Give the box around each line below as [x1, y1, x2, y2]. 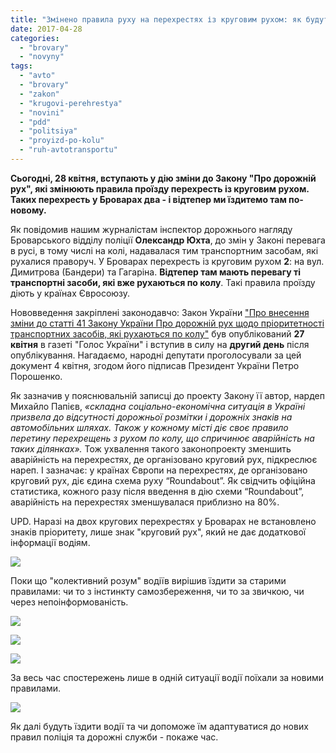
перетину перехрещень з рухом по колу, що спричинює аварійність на [10, 432, 315, 444]
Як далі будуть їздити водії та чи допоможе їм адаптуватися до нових [10, 720, 309, 732]
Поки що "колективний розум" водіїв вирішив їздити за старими [10, 574, 287, 586]
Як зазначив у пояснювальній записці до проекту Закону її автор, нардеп [10, 389, 325, 401]
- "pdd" [19, 117, 52, 127]
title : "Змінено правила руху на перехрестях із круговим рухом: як [10, 14, 302, 25]
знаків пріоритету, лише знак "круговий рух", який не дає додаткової [10, 526, 307, 538]
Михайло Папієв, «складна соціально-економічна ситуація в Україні [10, 400, 306, 412]
